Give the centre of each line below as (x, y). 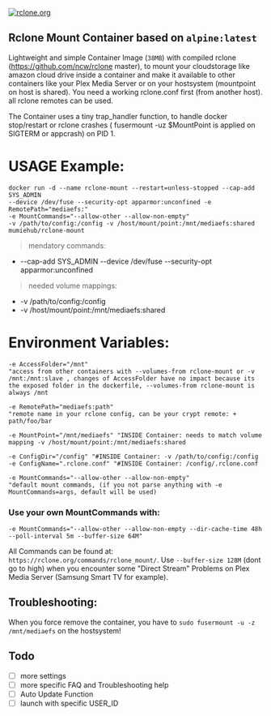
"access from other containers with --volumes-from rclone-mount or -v (131, 371)
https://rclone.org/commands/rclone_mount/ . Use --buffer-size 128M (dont (135, 560)
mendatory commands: (67, 245)
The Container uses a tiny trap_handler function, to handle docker (118, 116)
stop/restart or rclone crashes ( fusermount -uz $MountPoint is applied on (132, 125)
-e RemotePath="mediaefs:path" (61, 407)
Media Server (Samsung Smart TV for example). (88, 577)
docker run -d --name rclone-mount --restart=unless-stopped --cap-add (131, 188)
